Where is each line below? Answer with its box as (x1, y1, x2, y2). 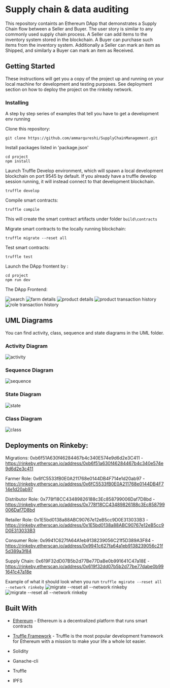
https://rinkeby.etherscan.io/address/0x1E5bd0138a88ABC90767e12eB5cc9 (5, 522, 164, 528)
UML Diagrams (5, 316, 53, 325)
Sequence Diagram (5, 367, 54, 374)
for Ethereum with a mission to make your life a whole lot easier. (12, 638, 146, 644)
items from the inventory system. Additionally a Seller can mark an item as (5, 42, 160, 48)
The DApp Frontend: (5, 286, 48, 292)
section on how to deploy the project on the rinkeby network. (5, 86, 133, 92)
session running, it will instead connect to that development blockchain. (5, 179, 155, 185)
